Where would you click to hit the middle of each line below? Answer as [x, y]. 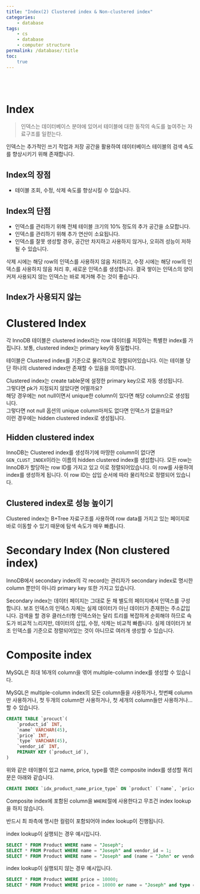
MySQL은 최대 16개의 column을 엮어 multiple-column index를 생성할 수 [91, 672]
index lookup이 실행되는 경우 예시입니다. [54, 834]
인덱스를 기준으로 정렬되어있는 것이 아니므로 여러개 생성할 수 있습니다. [93, 630]
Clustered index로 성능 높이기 [60, 503]
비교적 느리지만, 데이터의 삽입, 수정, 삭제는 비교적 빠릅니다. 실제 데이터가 [101, 623]
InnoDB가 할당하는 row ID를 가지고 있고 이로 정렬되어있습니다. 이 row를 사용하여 [100, 467]
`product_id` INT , [40, 724]
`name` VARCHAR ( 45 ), [42, 730]
